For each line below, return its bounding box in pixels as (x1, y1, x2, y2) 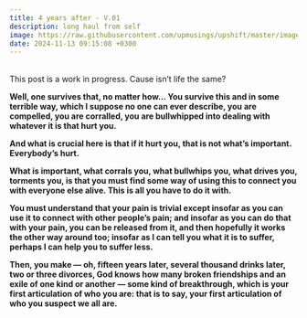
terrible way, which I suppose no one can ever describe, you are (9, 101, 258, 112)
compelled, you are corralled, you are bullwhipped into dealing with (9, 111, 271, 122)
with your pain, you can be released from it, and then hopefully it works (9, 222, 286, 233)
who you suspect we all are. (9, 298, 118, 309)
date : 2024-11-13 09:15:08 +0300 (9, 38, 137, 48)
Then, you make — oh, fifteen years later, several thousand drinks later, (9, 260, 286, 270)
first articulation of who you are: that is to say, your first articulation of (9, 289, 282, 300)
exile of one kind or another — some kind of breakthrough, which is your (9, 279, 290, 290)
